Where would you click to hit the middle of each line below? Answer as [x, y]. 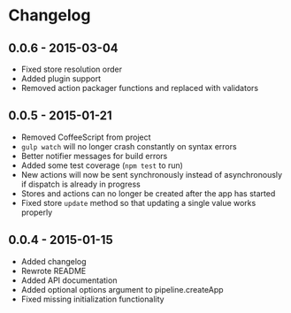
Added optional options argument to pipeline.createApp [122, 289]
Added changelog [54, 261]
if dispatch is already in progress [80, 184]
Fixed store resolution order [72, 69]
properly [37, 212]
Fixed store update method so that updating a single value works [138, 202]
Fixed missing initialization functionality [92, 299]
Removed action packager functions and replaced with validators [139, 88]
